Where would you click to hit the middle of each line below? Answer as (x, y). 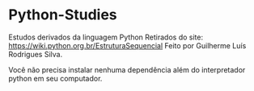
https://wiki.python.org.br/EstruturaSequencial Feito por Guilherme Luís (127, 45)
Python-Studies (63, 15)
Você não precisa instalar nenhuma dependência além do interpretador (127, 69)
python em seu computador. (55, 78)
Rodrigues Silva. (36, 54)
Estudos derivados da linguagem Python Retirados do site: (106, 37)
